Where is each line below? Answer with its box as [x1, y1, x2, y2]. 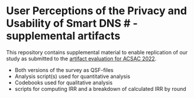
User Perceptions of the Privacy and [6, 4, 187, 18]
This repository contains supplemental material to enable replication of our [6, 48, 188, 55]
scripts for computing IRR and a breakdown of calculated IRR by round [14, 85, 186, 92]
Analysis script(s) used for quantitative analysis [14, 73, 131, 80]
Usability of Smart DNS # [6, 17, 131, 30]
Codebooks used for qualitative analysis [14, 79, 113, 86]
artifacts [77, 30, 121, 43]
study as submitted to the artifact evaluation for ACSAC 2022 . [6, 55, 157, 62]
